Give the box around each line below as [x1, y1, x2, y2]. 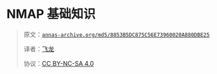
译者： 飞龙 [23, 45, 55, 53]
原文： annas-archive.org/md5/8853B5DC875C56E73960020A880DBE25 [23, 30, 210, 38]
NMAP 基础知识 [6, 6, 96, 22]
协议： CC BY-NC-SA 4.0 [23, 59, 94, 67]
